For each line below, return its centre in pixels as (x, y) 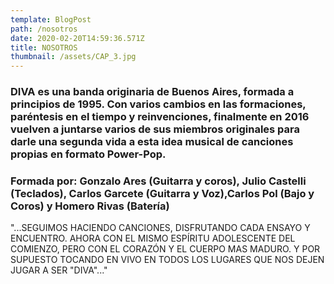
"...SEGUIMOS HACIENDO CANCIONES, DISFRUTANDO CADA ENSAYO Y (160, 228)
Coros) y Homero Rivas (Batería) (90, 206)
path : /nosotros (44, 29)
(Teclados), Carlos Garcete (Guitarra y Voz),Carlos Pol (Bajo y (162, 193)
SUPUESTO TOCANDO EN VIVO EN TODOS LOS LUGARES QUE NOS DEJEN (167, 260)
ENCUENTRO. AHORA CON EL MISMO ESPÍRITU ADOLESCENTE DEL (153, 238)
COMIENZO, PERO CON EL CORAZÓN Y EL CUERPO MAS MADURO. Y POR (165, 249)
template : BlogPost (51, 19)
